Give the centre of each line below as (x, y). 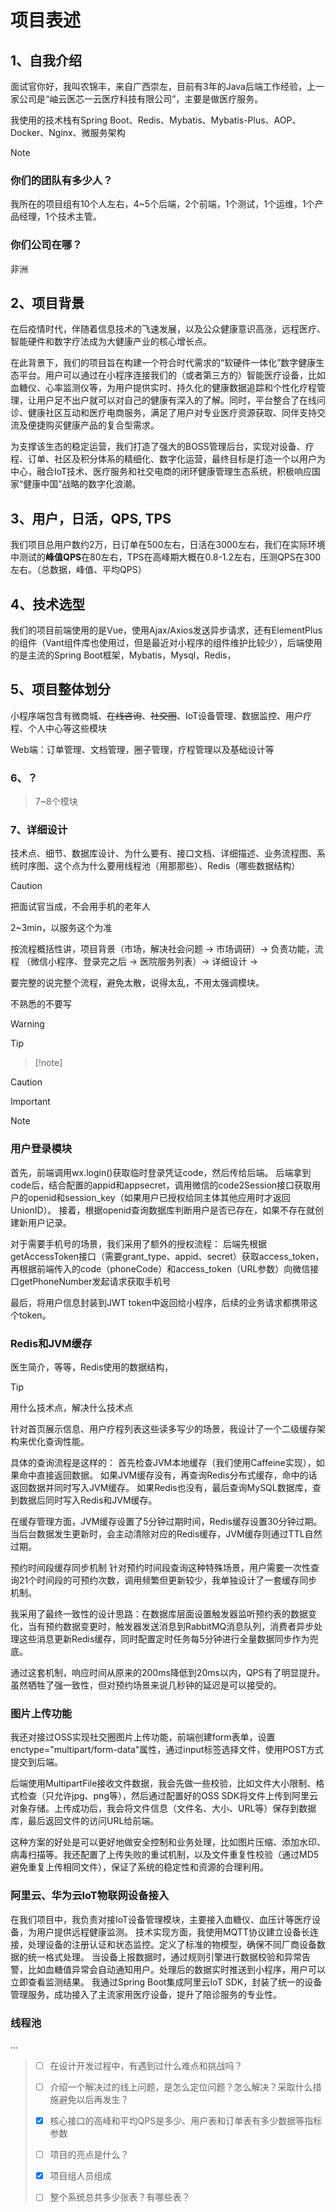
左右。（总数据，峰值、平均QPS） (78, 570)
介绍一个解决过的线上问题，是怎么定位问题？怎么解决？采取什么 (181, 2087)
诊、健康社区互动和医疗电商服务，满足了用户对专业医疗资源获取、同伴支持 (163, 413)
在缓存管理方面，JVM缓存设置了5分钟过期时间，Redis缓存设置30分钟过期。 (166, 1522)
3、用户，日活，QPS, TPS (91, 518)
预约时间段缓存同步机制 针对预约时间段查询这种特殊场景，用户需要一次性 (160, 1568)
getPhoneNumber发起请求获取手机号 (95, 1281)
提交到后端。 (36, 1762)
